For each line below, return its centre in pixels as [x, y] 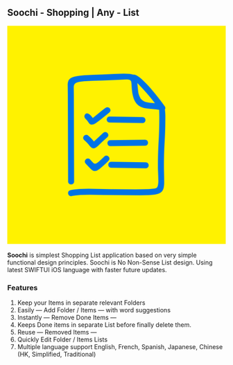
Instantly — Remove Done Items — [67, 318]
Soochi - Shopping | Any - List [74, 13]
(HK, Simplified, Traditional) [57, 355]
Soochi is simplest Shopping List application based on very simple [102, 255]
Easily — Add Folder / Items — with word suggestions [94, 310]
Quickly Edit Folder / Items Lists [62, 339]
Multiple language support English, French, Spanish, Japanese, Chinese [120, 347]
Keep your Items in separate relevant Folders [81, 303]
